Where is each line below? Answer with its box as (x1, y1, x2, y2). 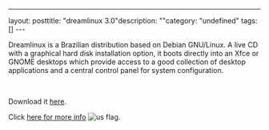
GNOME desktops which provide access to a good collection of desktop (8, 57, 247, 67)
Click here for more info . (8, 112, 121, 121)
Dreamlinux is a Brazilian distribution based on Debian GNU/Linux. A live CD (8, 40, 259, 49)
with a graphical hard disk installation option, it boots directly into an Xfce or (8, 49, 259, 58)
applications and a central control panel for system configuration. (8, 66, 224, 75)
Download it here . (8, 97, 66, 106)
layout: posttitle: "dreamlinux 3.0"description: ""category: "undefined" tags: (8, 16, 258, 25)
